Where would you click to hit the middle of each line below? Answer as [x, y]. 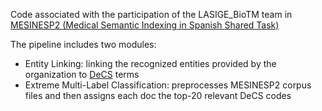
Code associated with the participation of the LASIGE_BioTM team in [151, 14]
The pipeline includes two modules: [83, 44]
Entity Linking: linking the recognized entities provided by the [150, 63]
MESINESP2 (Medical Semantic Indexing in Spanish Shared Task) [145, 25]
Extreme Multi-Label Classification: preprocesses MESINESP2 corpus [168, 85]
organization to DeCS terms [82, 74]
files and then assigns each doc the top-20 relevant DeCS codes [158, 95]
